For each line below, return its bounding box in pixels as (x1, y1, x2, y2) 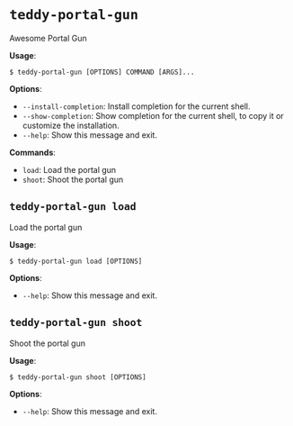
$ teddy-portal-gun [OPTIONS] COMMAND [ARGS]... (9, 68, 195, 77)
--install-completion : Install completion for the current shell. (22, 101, 251, 112)
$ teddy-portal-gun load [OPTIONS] (9, 257, 143, 266)
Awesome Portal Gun (9, 32, 87, 43)
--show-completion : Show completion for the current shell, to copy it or (22, 110, 285, 121)
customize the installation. (22, 120, 120, 131)
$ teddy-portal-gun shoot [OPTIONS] (9, 372, 146, 382)
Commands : (9, 147, 57, 158)
